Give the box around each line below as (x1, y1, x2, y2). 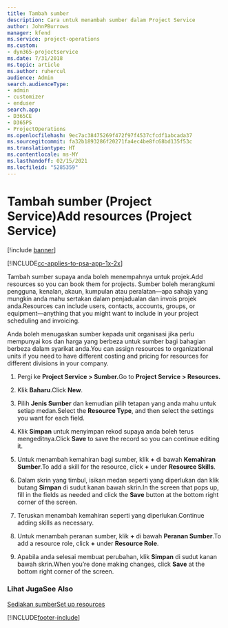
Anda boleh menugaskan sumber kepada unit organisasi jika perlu (7, 330, 195, 338)
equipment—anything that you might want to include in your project (7, 309, 198, 317)
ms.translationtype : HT (7, 145, 76, 152)
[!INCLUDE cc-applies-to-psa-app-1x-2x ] (7, 259, 123, 267)
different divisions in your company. (7, 359, 109, 367)
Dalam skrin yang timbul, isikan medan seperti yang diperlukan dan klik (17, 476, 219, 484)
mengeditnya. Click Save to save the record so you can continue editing (17, 434, 220, 443)
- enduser (7, 100, 36, 107)
